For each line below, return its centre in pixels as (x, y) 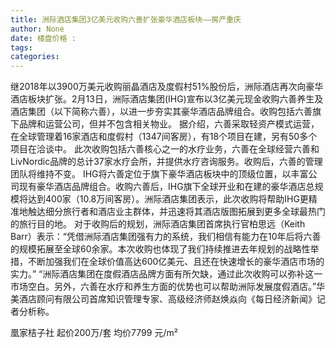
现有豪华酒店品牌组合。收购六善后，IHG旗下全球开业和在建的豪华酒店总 (166, 187)
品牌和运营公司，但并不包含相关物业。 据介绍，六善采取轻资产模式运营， (169, 124)
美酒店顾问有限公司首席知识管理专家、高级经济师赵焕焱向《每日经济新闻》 (163, 299)
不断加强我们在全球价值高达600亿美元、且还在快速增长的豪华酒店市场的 (176, 262)
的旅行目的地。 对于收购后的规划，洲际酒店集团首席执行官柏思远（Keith (158, 224)
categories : (35, 57)
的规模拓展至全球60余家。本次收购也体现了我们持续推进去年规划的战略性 (160, 249)
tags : (21, 47)
